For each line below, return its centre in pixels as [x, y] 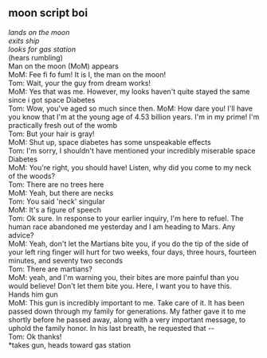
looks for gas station [42, 49]
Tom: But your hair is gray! [51, 134]
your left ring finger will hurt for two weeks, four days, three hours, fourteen [132, 252]
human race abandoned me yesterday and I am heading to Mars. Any [122, 227]
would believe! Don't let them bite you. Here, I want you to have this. [120, 286]
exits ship [24, 41]
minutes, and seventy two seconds [66, 260]
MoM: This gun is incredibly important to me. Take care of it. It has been [126, 302]
